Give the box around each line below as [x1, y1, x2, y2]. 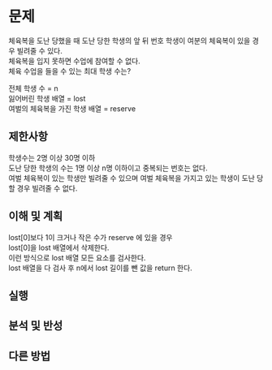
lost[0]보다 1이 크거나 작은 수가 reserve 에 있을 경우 [8, 232, 173, 242]
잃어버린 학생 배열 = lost [8, 93, 86, 103]
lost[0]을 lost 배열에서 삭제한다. [8, 243, 110, 252]
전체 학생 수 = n [8, 83, 58, 93]
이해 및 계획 [8, 209, 63, 223]
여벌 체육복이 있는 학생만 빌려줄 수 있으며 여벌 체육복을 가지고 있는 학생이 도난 [8, 173, 256, 183]
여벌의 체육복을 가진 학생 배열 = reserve [8, 103, 136, 114]
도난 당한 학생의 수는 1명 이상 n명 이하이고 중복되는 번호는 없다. [8, 163, 209, 173]
